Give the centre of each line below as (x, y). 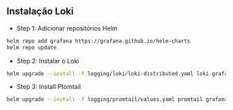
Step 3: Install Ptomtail (49, 87)
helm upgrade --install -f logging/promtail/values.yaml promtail (105, 100)
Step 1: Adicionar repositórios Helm (67, 28)
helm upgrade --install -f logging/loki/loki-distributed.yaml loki (108, 73)
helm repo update (32, 47)
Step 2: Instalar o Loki (48, 61)
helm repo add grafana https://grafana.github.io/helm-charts (98, 41)
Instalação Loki (40, 11)
